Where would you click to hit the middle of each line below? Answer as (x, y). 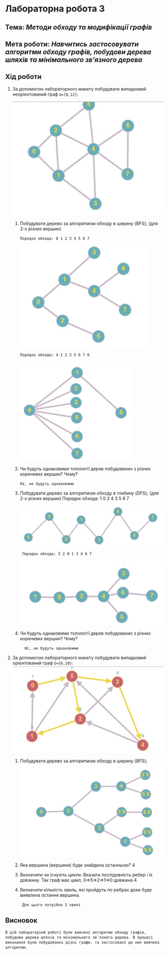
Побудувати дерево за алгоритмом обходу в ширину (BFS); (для (89, 223)
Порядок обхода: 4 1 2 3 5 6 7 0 (55, 355)
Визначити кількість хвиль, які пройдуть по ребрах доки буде (86, 890)
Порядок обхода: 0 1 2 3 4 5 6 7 (55, 238)
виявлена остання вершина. (50, 895)
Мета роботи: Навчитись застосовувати (72, 44)
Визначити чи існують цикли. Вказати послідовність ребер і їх (86, 875)
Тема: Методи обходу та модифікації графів (79, 27)
